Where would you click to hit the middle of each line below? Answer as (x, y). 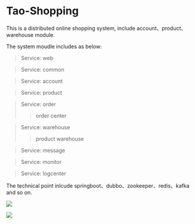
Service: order (38, 104)
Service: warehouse (45, 127)
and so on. (19, 192)
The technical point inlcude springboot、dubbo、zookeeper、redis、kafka (98, 185)
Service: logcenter (44, 173)
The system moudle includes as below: (54, 46)
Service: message (43, 150)
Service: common (42, 69)
